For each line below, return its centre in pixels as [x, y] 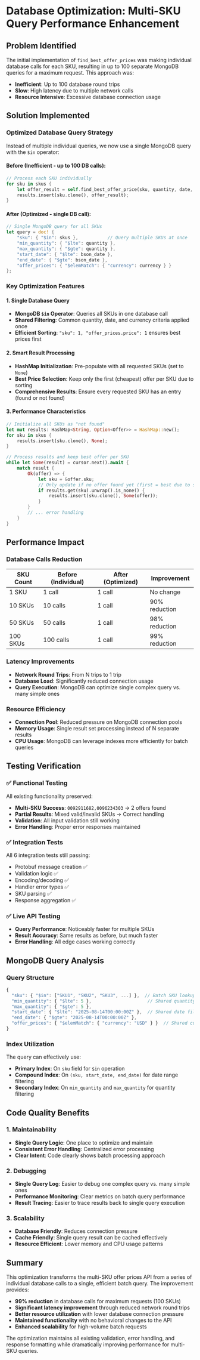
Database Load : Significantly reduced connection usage [84, 681]
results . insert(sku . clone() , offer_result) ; [73, 195]
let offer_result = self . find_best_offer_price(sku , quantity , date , [105, 189]
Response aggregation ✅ [45, 900]
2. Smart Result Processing [40, 353]
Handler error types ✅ [42, 887]
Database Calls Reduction [44, 559]
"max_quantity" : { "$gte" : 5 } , [52, 1007]
